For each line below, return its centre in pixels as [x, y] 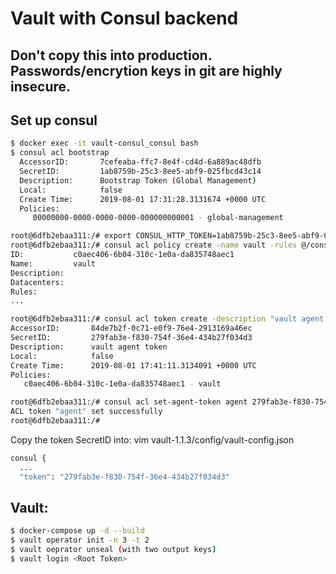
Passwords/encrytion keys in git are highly [146, 70]
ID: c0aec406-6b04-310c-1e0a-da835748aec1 [122, 255]
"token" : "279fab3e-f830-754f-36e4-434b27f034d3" [124, 477]
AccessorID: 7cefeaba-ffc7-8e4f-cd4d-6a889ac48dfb [140, 162]
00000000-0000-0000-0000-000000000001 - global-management [158, 218]
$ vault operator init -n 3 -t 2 [80, 540]
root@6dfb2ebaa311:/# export [71, 236]
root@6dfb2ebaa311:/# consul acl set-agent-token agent [129, 402]
